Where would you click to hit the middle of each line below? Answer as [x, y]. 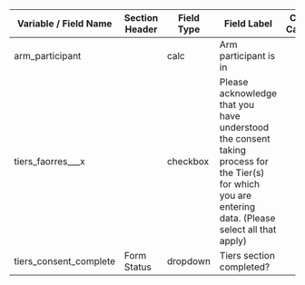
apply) [233, 241]
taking [233, 150]
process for [244, 161]
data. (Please [247, 218]
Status [138, 267]
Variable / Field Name [64, 24]
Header [141, 29]
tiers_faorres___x [49, 161]
